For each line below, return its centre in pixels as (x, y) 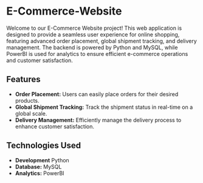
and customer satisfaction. (40, 60)
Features (23, 79)
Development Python (42, 160)
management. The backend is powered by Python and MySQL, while (92, 47)
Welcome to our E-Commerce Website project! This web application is (94, 28)
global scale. (31, 113)
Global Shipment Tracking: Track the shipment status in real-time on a (104, 107)
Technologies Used (43, 146)
